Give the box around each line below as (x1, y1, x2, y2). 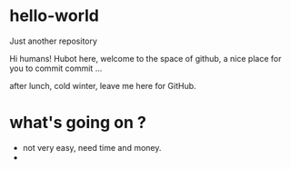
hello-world (9, 5, 100, 26)
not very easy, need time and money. (22, 142, 162, 153)
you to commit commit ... (9, 63, 103, 74)
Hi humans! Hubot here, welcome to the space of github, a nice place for (9, 53, 282, 64)
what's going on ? (9, 113, 147, 133)
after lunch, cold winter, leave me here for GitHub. (9, 80, 197, 91)
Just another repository (9, 35, 98, 46)
